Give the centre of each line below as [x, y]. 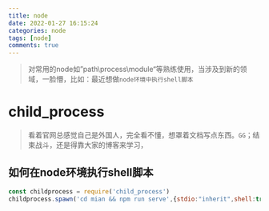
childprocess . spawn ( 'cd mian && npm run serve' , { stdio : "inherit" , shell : [132, 199]
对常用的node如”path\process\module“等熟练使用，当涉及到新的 [134, 70]
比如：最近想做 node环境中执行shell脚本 [132, 79]
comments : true [34, 46]
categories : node [37, 30]
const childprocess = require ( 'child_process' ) [89, 191]
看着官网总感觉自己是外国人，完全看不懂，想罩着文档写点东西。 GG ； [141, 135]
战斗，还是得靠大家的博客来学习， [91, 145]
